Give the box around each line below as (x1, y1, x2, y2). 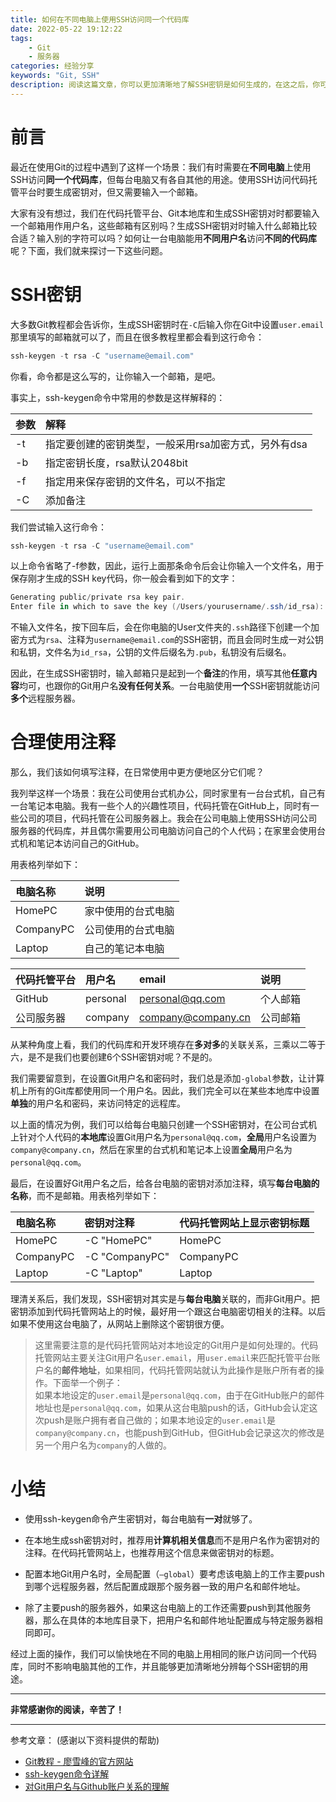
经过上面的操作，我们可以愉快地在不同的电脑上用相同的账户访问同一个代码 (10, 1648, 317, 1660)
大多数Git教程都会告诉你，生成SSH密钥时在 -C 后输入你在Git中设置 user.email (10, 318, 325, 330)
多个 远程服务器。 (10, 692, 81, 705)
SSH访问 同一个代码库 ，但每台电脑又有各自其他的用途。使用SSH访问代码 (10, 173, 309, 185)
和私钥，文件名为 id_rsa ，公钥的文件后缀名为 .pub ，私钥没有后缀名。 (10, 646, 292, 658)
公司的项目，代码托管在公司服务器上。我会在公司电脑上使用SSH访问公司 (18, 812, 318, 825)
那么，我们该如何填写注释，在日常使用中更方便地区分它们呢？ (10, 766, 265, 778)
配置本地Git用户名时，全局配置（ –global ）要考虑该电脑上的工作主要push (24, 1568, 325, 1580)
